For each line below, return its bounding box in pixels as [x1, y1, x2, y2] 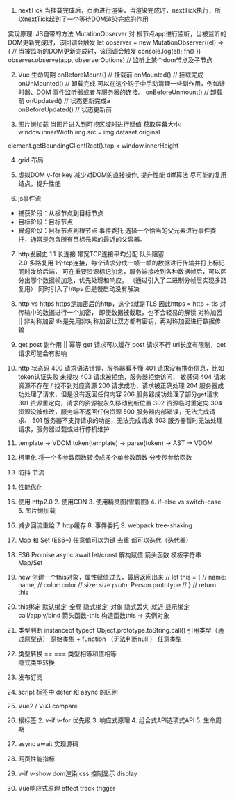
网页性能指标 [17, 754, 55, 763]
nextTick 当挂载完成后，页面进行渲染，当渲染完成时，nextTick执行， [17, 6, 215, 14]
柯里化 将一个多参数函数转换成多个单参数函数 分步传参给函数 [17, 453, 192, 461]
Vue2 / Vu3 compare [17, 702, 78, 710]
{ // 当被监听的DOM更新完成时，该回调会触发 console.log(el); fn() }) [8, 47, 201, 55]
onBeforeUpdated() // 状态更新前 [17, 105, 112, 114]
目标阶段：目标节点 [17, 218, 74, 226]
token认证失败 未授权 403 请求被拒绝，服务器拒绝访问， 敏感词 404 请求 [17, 373, 226, 381]
